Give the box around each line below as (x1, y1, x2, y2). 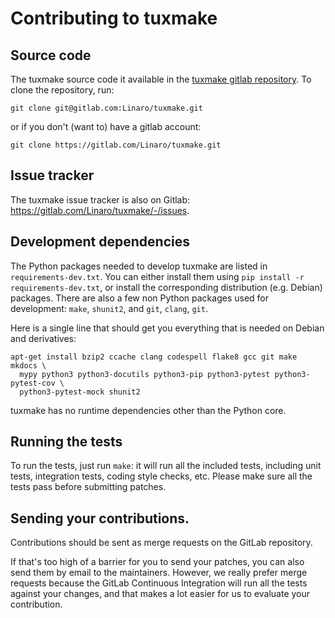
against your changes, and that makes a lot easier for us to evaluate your (10, 588, 311, 600)
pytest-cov (10, 378, 56, 388)
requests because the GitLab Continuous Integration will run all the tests (10, 577, 308, 589)
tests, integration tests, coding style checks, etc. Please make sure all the (10, 470, 313, 482)
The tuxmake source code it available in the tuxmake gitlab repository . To (10, 73, 312, 85)
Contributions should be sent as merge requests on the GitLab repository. (10, 537, 313, 549)
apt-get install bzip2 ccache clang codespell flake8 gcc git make (10, 352, 298, 362)
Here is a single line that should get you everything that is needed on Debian (10, 322, 325, 334)
